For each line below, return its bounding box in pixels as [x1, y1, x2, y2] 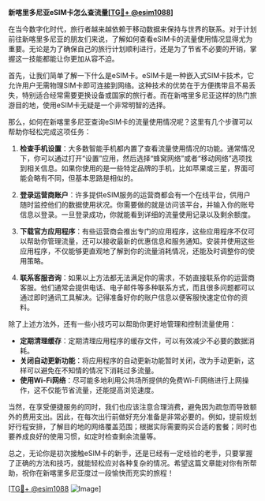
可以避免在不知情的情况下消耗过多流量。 [26, 366, 159, 375]
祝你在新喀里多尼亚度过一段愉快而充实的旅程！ [21, 469, 174, 477]
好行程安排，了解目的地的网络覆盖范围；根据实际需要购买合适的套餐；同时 [8, 422, 250, 431]
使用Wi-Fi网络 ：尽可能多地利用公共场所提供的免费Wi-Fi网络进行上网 [19, 376, 242, 385]
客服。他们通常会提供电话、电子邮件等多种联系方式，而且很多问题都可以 [19, 283, 255, 292]
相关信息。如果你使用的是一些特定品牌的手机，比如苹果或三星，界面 [26, 163, 248, 173]
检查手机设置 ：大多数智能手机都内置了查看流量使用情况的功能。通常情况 [19, 144, 255, 153]
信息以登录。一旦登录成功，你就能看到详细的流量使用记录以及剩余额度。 [19, 210, 255, 219]
